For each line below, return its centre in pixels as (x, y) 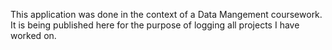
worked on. (33, 35)
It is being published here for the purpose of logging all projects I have (155, 25)
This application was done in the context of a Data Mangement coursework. (166, 14)
